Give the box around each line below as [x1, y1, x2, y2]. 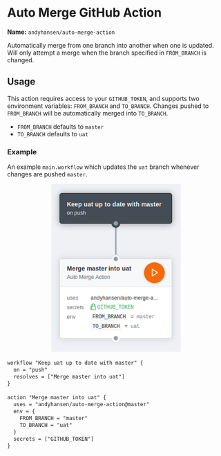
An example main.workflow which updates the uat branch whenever [7, 163, 200, 171]
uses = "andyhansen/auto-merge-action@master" [13, 401, 150, 408]
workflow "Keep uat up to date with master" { [7, 360, 144, 367]
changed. [7, 55, 35, 64]
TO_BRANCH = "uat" [19, 422, 73, 429]
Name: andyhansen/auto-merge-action [7, 28, 115, 36]
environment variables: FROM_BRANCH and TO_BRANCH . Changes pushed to [7, 102, 209, 110]
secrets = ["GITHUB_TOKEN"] [13, 436, 95, 443]
